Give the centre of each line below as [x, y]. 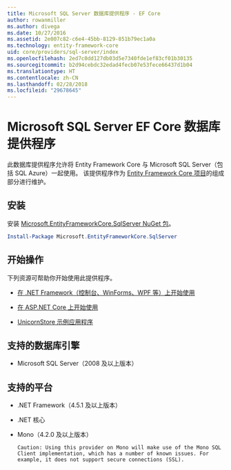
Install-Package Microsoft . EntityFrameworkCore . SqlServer [92, 236]
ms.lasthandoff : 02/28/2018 [48, 84]
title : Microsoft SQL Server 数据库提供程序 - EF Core [84, 13]
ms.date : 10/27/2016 [37, 33]
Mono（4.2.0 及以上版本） [55, 435]
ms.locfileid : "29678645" [44, 90]
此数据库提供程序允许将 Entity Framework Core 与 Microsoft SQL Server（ [112, 165]
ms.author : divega [33, 26]
